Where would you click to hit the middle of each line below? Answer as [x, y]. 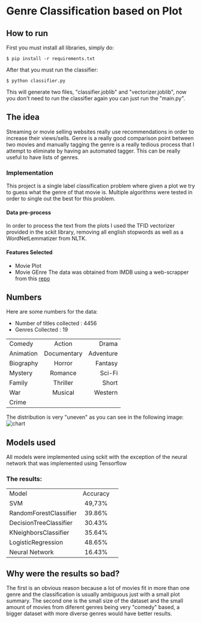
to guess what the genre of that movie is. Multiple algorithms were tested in [100, 192]
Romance [63, 373]
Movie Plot [28, 266]
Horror [63, 363]
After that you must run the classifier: [52, 70]
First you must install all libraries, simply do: [60, 47]
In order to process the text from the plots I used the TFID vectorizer [91, 226]
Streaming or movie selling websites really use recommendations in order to [100, 132]
